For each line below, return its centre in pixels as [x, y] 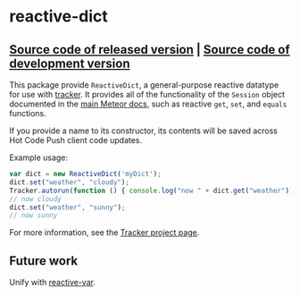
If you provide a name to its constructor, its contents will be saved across [144, 131]
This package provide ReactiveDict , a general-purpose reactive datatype [144, 85]
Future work [44, 261]
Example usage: [39, 157]
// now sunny [33, 216]
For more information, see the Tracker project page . [104, 233]
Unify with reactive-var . [53, 283]
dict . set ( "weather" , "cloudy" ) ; [69, 182]
